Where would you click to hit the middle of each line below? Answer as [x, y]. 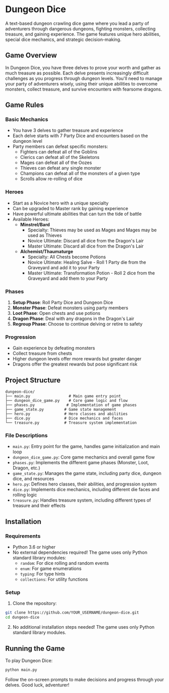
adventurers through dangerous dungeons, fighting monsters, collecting [80, 28]
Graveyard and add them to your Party [68, 278]
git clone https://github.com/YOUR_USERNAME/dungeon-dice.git [72, 613]
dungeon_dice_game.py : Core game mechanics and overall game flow [84, 457]
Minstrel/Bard [35, 224]
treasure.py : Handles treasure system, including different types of [82, 500]
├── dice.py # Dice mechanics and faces [64, 419]
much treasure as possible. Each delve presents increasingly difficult [77, 73]
